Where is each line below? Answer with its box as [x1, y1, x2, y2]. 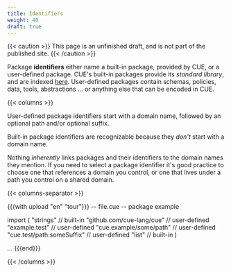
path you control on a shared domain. [7, 176, 114, 184]
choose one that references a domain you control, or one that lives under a [7, 168, 221, 177]
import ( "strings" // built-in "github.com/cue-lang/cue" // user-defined [7, 216, 209, 224]
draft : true [7, 23, 42, 30]
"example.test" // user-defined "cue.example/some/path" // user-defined [7, 223, 216, 232]
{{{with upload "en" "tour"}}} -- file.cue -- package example [7, 203, 179, 211]
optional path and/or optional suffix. [7, 119, 110, 128]
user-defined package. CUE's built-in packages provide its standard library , [7, 70, 224, 78]
